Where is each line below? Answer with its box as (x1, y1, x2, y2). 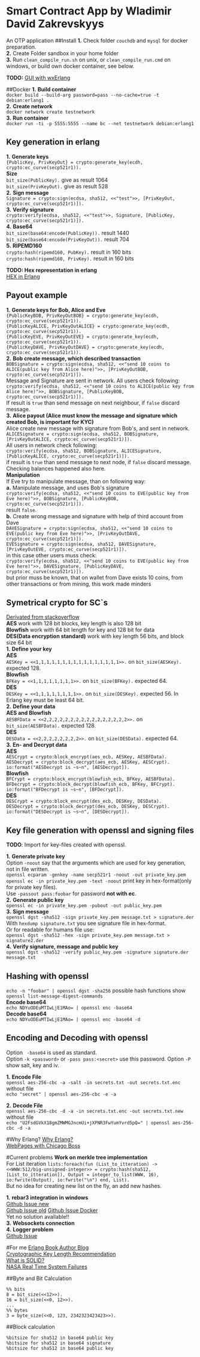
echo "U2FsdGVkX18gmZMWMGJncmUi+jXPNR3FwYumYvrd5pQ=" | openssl (6, 1120, 170, 1126)
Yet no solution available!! (6, 1213, 69, 1220)
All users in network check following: (6, 441, 98, 449)
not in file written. (6, 866, 50, 873)
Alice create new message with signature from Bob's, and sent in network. (6, 424, 190, 432)
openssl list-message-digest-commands (6, 993, 103, 999)
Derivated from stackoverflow (6, 613, 80, 620)
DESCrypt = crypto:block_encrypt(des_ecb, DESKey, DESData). (6, 798, 162, 804)
